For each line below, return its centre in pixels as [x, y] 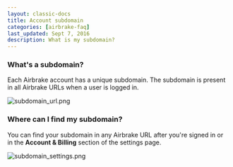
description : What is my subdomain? [61, 40]
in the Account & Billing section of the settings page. [84, 142]
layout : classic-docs [39, 14]
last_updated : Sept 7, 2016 [49, 33]
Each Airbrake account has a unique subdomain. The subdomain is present [116, 80]
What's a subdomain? [46, 65]
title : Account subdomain [45, 20]
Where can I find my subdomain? [65, 119]
